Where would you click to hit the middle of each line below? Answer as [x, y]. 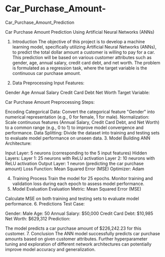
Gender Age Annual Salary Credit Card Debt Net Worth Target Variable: [77, 92]
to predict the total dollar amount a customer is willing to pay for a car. [83, 52]
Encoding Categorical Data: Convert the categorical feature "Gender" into [80, 112]
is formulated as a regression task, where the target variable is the [80, 68]
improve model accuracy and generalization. [50, 249]
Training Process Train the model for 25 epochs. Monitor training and [82, 178]
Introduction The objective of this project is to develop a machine [79, 41]
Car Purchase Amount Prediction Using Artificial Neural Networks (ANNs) [80, 32]
